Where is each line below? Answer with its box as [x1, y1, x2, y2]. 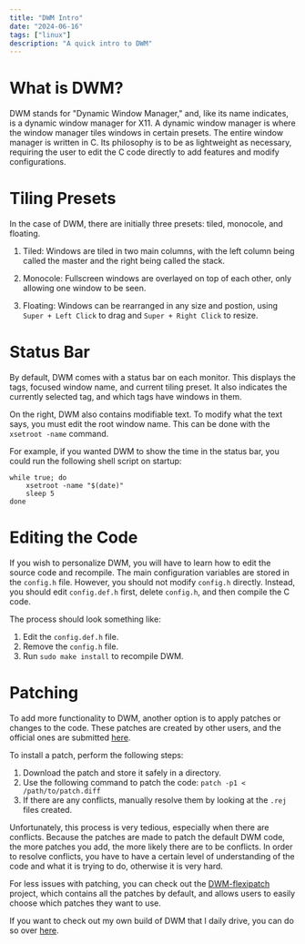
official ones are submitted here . [9, 732, 131, 743]
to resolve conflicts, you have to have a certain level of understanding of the [9, 850, 296, 861]
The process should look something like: [9, 614, 161, 624]
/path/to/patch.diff [22, 787, 101, 796]
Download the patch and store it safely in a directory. [22, 766, 221, 778]
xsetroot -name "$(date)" [25, 482, 125, 491]
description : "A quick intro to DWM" [9, 38, 153, 48]
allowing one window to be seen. [22, 283, 147, 294]
